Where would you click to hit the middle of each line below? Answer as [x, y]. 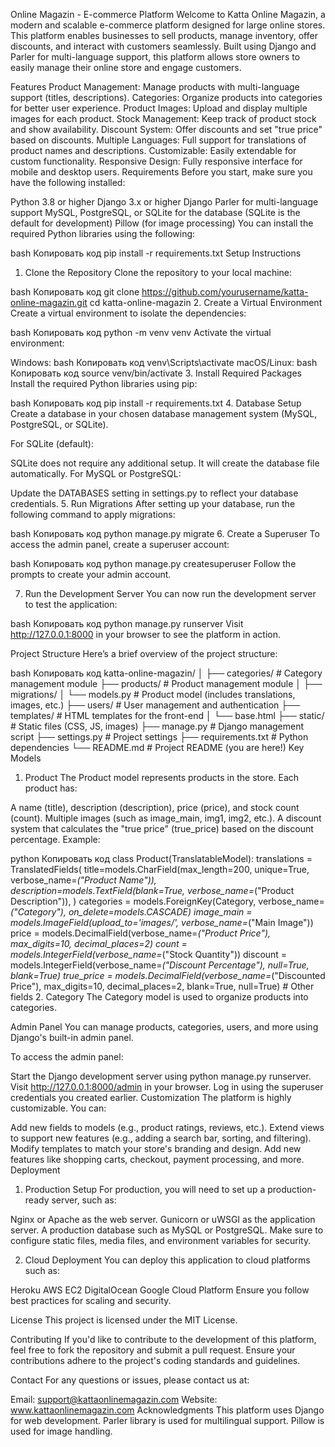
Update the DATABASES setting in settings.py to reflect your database [154, 493]
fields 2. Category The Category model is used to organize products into [159, 997]
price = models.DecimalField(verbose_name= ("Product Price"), [141, 933]
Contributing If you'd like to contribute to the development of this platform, [163, 1339]
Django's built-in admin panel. [72, 1037]
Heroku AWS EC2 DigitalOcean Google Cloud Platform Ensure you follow [160, 1290]
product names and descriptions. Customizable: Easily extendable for [153, 150]
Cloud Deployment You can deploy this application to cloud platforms [167, 1260]
